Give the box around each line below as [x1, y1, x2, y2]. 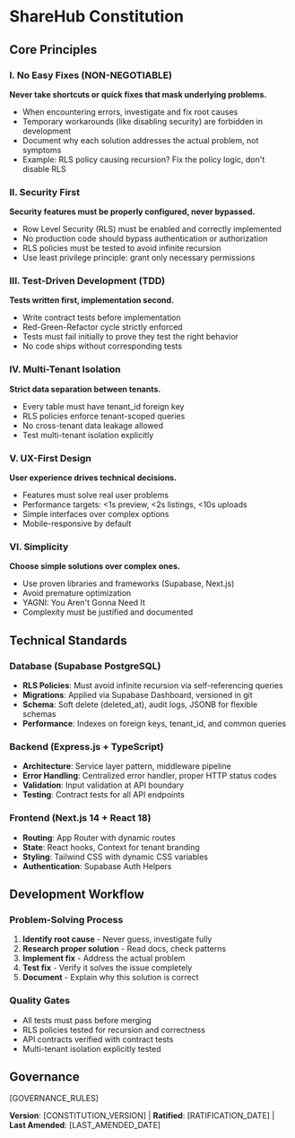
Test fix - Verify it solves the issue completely [22, 962, 193, 973]
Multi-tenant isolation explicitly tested [22, 1043, 161, 1054]
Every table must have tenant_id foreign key [22, 401, 185, 411]
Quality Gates [9, 995, 70, 1007]
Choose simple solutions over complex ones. [9, 561, 181, 572]
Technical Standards [9, 633, 127, 648]
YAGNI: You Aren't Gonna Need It [22, 598, 146, 608]
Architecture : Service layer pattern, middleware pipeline [22, 761, 231, 772]
